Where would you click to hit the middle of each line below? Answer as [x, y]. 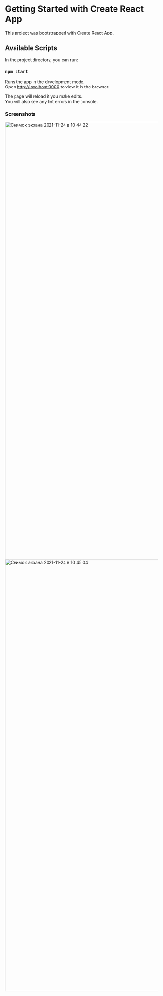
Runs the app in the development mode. [45, 82]
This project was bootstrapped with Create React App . [59, 33]
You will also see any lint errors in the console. [51, 102]
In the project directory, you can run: [41, 60]
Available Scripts [31, 48]
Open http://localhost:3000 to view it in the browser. [57, 87]
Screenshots [20, 114]
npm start [16, 72]
